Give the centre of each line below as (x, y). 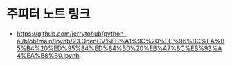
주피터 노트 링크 (48, 14)
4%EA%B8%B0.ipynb (48, 55)
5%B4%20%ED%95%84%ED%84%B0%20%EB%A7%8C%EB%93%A (119, 48)
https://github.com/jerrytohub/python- (71, 33)
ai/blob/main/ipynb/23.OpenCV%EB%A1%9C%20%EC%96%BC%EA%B (121, 41)
